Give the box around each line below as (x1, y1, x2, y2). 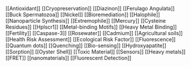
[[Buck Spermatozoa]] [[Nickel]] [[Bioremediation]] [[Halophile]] (5, 11, 160, 18)
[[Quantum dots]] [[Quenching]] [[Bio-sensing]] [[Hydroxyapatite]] (5, 42, 167, 49)
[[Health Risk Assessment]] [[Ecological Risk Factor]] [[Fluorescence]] (5, 36, 176, 43)
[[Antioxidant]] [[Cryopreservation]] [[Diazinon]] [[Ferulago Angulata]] (5, 5, 175, 12)
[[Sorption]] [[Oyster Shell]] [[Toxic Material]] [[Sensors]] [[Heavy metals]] (5, 48, 186, 55)
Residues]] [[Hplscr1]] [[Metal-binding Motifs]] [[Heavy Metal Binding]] (5, 23, 177, 30)
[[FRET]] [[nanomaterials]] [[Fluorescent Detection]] (5, 55, 132, 61)
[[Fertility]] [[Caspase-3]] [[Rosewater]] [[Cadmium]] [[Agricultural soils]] (5, 30, 183, 37)
